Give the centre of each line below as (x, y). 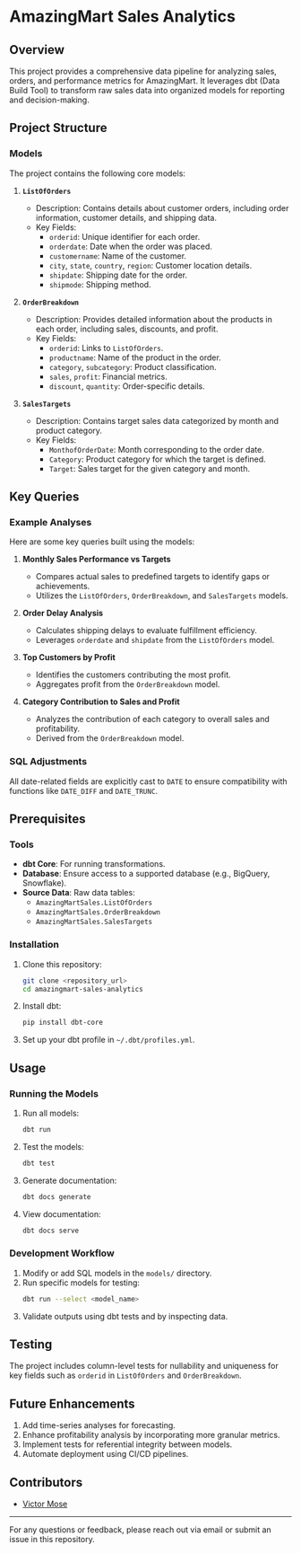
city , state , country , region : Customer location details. (150, 265)
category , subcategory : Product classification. (133, 366)
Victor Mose (45, 1504)
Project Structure (58, 128)
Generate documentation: (69, 1180)
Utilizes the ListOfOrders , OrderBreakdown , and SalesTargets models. (162, 596)
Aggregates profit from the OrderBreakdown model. (128, 684)
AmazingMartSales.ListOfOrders (94, 903)
